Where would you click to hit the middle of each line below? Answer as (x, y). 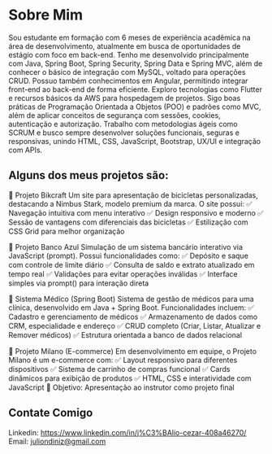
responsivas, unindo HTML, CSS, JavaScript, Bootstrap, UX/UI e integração (135, 141)
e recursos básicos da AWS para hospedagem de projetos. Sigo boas (125, 98)
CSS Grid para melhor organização (67, 231)
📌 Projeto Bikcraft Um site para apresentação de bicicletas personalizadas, (133, 195)
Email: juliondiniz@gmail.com (57, 441)
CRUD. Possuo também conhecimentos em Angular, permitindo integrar (128, 81)
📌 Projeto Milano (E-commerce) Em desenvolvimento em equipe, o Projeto (133, 351)
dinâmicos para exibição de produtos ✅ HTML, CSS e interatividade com (130, 378)
